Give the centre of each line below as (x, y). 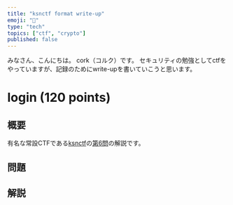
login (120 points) (59, 98)
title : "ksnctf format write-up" (56, 14)
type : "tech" (26, 26)
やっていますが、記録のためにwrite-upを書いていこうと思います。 (102, 69)
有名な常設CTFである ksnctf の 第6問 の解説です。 (76, 143)
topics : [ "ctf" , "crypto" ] (47, 33)
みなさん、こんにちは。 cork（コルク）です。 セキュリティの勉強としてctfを (117, 61)
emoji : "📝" (23, 20)
